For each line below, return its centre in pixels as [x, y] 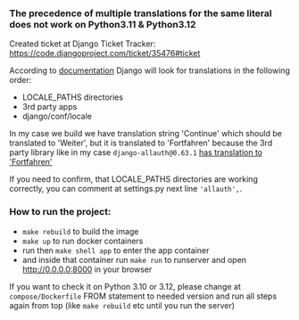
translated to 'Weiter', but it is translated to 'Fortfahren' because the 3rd [141, 143]
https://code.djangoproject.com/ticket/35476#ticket [105, 53]
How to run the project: [60, 212]
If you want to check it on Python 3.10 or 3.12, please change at [125, 286]
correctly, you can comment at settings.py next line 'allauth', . [126, 189]
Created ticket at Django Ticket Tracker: [83, 44]
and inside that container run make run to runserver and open [134, 259]
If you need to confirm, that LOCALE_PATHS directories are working [134, 179]
